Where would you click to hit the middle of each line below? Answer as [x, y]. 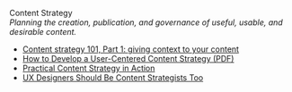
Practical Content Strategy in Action [88, 68]
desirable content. [43, 32]
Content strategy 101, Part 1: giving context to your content [131, 49]
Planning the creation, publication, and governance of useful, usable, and [146, 22]
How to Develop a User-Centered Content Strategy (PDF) [128, 59]
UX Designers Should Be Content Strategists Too [113, 78]
